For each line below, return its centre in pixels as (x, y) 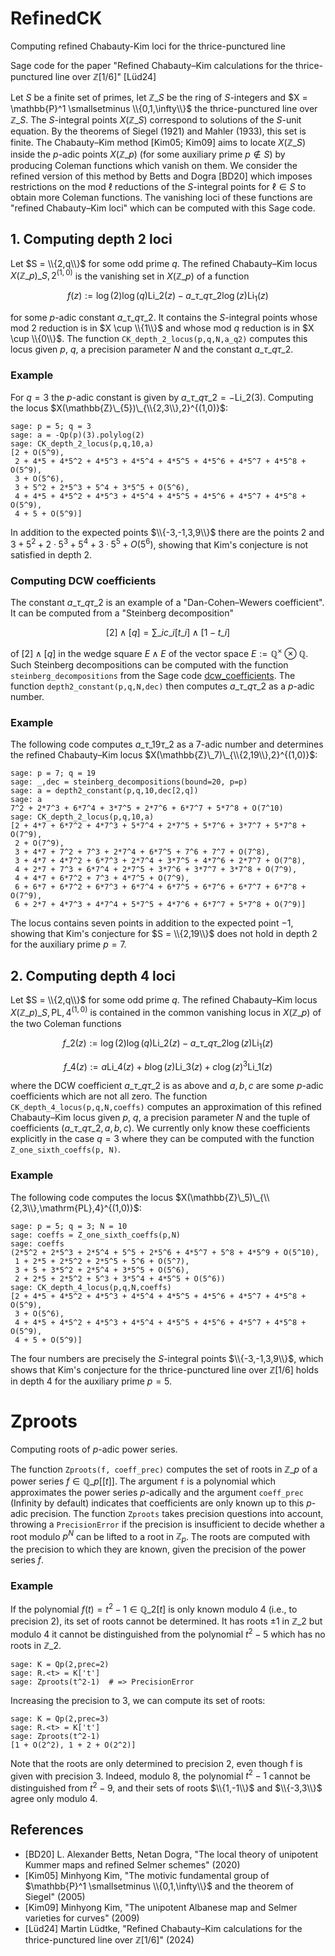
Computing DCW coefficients (83, 581)
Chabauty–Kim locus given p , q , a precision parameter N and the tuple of (160, 1118)
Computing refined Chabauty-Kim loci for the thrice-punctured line (148, 46)
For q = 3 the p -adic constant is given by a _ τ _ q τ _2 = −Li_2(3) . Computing (162, 397)
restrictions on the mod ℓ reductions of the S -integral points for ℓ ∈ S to (158, 186)
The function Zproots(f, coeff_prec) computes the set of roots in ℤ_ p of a (164, 1469)
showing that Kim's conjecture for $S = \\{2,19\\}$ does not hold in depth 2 (164, 934)
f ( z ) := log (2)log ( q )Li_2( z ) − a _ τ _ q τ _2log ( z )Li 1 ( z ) (168, 297)
